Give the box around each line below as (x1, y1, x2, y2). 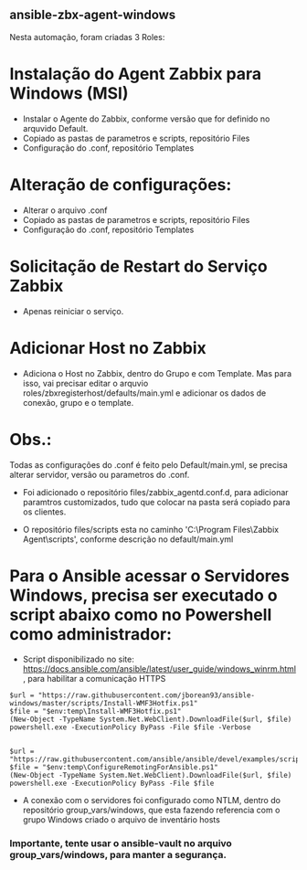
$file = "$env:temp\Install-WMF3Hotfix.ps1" (9, 707, 182, 716)
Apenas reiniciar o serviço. (22, 305, 124, 316)
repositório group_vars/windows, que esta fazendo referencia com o (22, 804, 281, 816)
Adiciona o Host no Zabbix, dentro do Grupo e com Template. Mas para (22, 367, 292, 378)
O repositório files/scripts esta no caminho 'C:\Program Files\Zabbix (22, 524, 280, 535)
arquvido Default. (22, 122, 89, 133)
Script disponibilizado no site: (22, 653, 134, 665)
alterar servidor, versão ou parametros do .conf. (9, 469, 190, 480)
